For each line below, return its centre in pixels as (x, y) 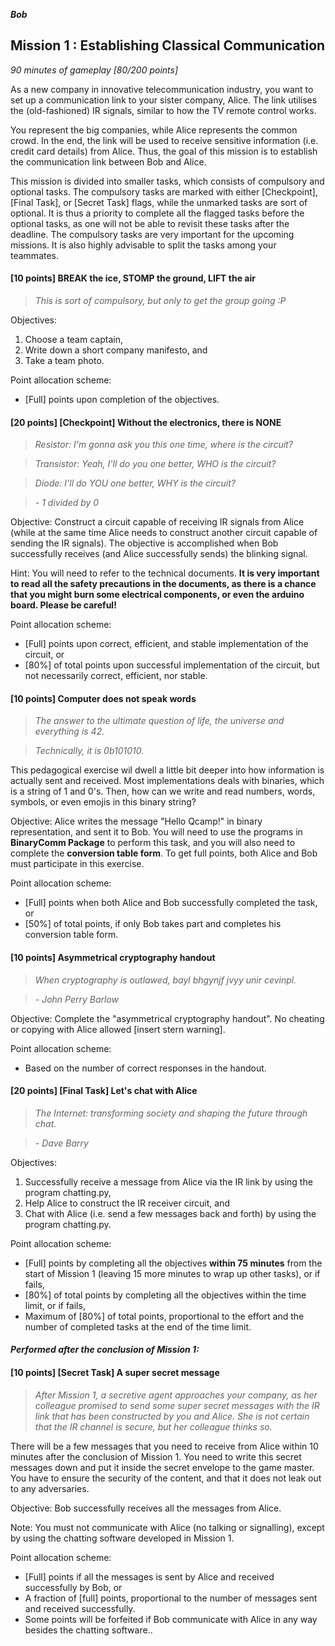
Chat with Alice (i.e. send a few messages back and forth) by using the (170, 1213)
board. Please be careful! (63, 605)
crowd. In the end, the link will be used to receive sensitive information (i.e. (164, 140)
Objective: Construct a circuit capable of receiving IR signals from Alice (157, 522)
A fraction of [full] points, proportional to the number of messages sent (171, 1598)
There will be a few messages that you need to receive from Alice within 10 (164, 1446)
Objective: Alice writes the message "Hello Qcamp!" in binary (136, 821)
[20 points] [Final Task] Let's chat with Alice (104, 1091)
